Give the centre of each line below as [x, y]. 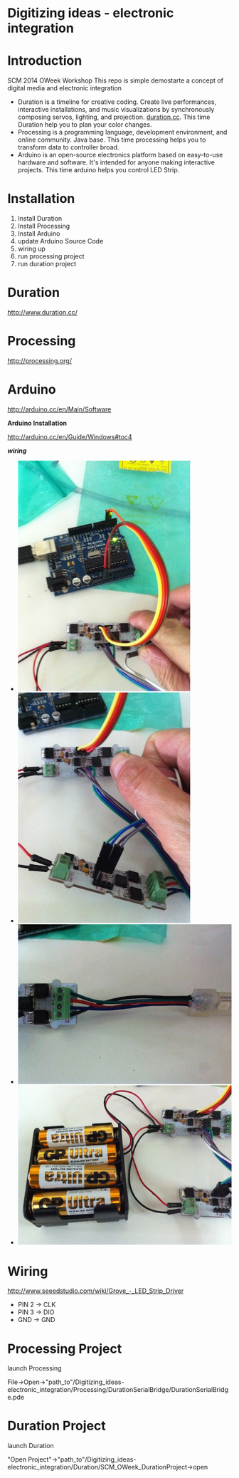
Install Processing [44, 226]
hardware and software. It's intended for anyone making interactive [116, 162]
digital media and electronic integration [65, 88]
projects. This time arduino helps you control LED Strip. [99, 170]
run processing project [51, 256]
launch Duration [31, 1446]
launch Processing [34, 1368]
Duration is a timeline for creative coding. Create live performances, [117, 102]
